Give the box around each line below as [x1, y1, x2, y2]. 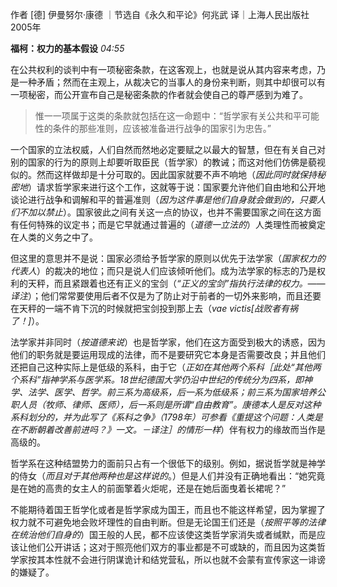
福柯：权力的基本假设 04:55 [10, 43, 125, 54]
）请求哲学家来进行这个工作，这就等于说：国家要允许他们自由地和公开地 [28, 181, 326, 193]
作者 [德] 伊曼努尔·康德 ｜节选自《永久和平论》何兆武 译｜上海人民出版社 [10, 9, 310, 20]
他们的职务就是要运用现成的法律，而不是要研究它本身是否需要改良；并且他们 [10, 349, 326, 360]
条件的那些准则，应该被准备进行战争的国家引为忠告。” [52, 123, 272, 134]
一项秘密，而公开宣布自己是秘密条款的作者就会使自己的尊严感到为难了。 [10, 89, 308, 100]
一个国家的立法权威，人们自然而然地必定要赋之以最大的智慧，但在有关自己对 [10, 144, 326, 155]
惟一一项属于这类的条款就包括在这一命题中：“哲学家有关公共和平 [34, 110, 302, 122]
